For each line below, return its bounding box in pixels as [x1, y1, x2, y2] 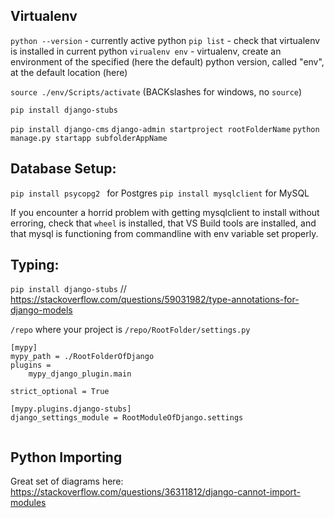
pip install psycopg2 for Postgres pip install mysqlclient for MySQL [10, 187, 310, 199]
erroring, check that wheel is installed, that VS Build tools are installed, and [10, 217, 317, 229]
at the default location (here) [10, 66, 128, 78]
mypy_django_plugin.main [28, 369, 132, 379]
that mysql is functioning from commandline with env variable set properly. [10, 227, 319, 239]
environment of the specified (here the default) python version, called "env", [10, 55, 325, 68]
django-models [10, 304, 73, 316]
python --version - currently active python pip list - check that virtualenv [10, 34, 321, 46]
